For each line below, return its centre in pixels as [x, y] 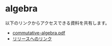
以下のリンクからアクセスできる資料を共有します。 [57, 23]
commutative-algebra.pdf [39, 33]
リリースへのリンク [32, 39]
